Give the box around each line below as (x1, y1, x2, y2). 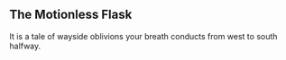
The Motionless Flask (9, 7, 133, 22)
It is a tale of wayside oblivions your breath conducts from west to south (9, 30, 278, 41)
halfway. (9, 40, 42, 51)
